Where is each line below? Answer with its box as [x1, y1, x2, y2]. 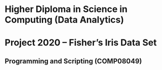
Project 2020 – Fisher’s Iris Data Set [5, 37, 157, 48]
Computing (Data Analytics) [5, 14, 124, 25]
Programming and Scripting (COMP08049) [5, 56, 142, 65]
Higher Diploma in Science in [5, 3, 128, 15]
